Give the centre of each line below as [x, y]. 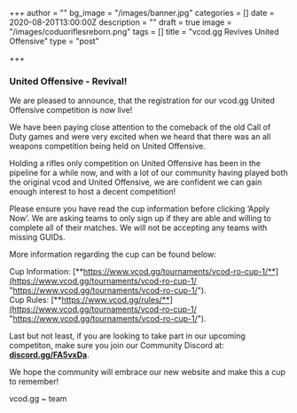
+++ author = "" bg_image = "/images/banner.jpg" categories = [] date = [142, 13]
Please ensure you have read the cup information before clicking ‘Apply [140, 209]
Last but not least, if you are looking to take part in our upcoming [128, 336]
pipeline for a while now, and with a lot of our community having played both [148, 173]
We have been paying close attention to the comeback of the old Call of [140, 127]
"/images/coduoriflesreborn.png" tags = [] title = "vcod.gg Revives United [144, 32]
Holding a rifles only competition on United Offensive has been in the [135, 163]
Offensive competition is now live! [71, 110]
